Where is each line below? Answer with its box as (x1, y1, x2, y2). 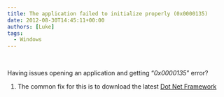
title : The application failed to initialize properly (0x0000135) (7, 10, 209, 17)
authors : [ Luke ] (7, 23, 55, 30)
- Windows (13, 36, 42, 43)
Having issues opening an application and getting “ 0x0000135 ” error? (7, 69, 209, 77)
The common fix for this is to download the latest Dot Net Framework (17, 82, 217, 91)
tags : (7, 29, 23, 37)
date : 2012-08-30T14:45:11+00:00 (7, 17, 105, 24)
